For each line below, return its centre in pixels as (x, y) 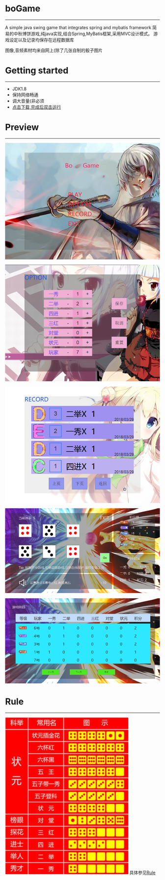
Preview (22, 128)
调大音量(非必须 (28, 101)
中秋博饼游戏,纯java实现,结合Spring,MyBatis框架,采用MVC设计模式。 (83, 34)
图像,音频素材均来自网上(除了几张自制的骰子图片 (54, 50)
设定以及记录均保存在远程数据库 (41, 39)
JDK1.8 (19, 89)
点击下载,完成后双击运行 (37, 107)
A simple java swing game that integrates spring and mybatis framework (78, 27)
